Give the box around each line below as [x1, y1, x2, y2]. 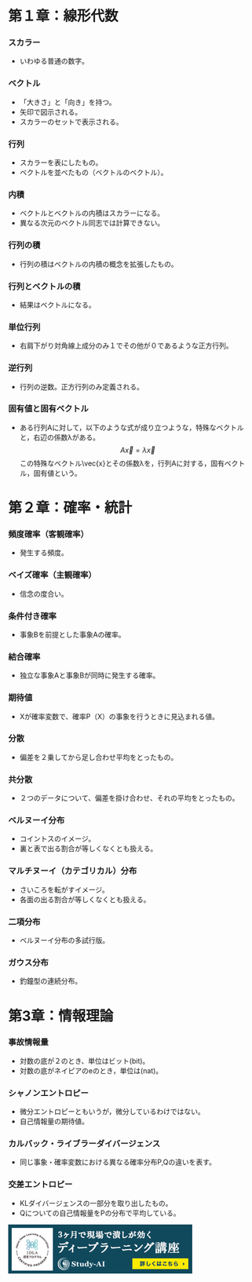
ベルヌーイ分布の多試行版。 [19, 936, 110, 945]
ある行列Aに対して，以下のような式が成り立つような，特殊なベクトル [19, 422, 245, 432]
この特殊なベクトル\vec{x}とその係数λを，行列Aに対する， [19, 458, 211, 468]
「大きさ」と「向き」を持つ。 [19, 97, 116, 107]
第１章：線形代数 [8, 7, 119, 25]
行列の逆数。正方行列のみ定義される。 [19, 382, 144, 391]
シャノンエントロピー [8, 1087, 89, 1098]
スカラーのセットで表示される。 [19, 117, 123, 126]
